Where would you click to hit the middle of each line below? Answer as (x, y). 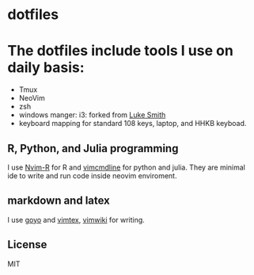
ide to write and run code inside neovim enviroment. (92, 175)
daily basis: (46, 68)
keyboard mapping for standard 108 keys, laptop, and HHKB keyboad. (133, 124)
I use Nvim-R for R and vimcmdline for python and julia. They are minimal (127, 167)
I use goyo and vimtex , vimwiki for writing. (76, 220)
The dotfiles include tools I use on (121, 51)
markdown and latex (59, 201)
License (27, 244)
